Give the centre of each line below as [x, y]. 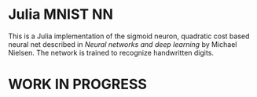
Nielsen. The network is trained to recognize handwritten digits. [111, 52]
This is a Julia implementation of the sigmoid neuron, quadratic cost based [129, 36]
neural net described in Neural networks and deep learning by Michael [123, 44]
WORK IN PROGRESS [78, 84]
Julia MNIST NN [61, 14]
